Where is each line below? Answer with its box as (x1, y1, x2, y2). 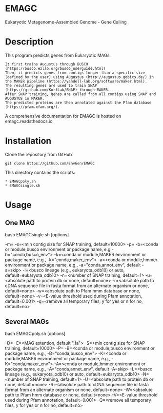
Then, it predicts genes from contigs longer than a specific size (5, 70, 145, 75)
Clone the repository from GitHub (5, 151, 72, 157)
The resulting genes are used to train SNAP (5, 83, 97, 88)
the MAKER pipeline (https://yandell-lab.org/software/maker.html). (5, 79, 147, 83)
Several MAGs (5, 318, 49, 326)
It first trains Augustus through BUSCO (5, 62, 89, 66)
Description (5, 36, 54, 47)
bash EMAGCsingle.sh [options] (5, 231, 69, 237)
